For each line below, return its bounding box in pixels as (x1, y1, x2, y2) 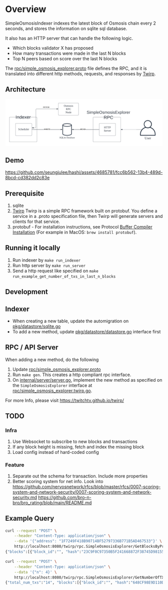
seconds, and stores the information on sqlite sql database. (5, 25, 127, 31)
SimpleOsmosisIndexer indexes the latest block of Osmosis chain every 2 (5, 20, 156, 26)
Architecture (5, 85, 46, 94)
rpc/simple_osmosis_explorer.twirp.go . (12, 388, 92, 394)
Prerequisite (5, 189, 44, 198)
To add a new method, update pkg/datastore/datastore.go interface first (12, 329, 161, 334)
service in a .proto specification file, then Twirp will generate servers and (12, 213, 163, 219)
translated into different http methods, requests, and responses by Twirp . (5, 70, 156, 76)
